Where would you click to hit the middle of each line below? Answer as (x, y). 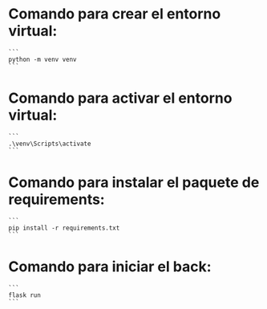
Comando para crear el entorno (115, 14)
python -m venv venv (43, 59)
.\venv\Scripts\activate (50, 144)
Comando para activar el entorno (120, 98)
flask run (25, 295)
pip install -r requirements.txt (64, 228)
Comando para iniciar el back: (110, 266)
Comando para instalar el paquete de (134, 183)
